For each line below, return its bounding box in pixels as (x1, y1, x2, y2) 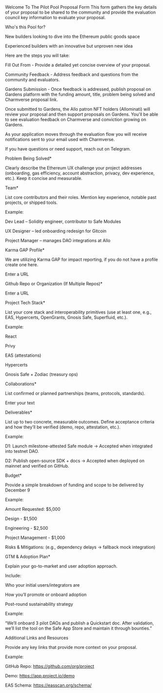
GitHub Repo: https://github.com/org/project (5, 664, 94, 669)
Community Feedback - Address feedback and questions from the (5, 72, 139, 77)
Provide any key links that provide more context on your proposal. (5, 644, 138, 650)
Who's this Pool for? (5, 24, 45, 30)
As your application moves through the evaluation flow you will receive (5, 131, 147, 137)
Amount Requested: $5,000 (5, 506, 61, 512)
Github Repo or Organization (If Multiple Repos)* (5, 281, 102, 286)
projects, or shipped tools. (5, 199, 58, 205)
